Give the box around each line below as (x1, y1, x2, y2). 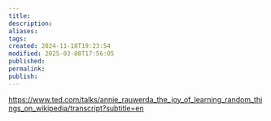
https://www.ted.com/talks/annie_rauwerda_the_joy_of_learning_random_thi (8, 94, 263, 104)
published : (8, 58, 46, 66)
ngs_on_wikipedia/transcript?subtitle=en (8, 103, 144, 113)
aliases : (8, 27, 38, 35)
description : (8, 19, 53, 28)
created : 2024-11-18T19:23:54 (8, 42, 111, 50)
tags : (8, 34, 27, 43)
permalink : (8, 65, 46, 73)
